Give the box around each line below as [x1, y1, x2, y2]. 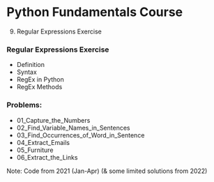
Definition [16, 61, 45, 69]
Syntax [16, 68, 38, 77]
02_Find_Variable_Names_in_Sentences [16, 123, 130, 132]
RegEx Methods [16, 83, 63, 91]
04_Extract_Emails [16, 138, 70, 146]
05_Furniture [16, 146, 54, 154]
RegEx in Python [16, 75, 64, 84]
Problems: [6, 100, 43, 110]
